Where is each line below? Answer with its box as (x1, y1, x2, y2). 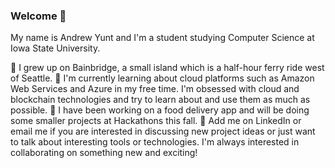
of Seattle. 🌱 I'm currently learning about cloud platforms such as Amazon (10, 72, 315, 84)
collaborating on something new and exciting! (10, 147, 198, 159)
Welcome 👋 (10, 9, 67, 23)
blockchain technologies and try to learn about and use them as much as (10, 94, 311, 106)
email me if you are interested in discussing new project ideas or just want (10, 125, 316, 138)
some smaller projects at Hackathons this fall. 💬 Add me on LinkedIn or (10, 115, 302, 127)
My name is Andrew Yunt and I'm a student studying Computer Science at (10, 32, 315, 44)
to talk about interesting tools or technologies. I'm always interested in (10, 136, 300, 148)
